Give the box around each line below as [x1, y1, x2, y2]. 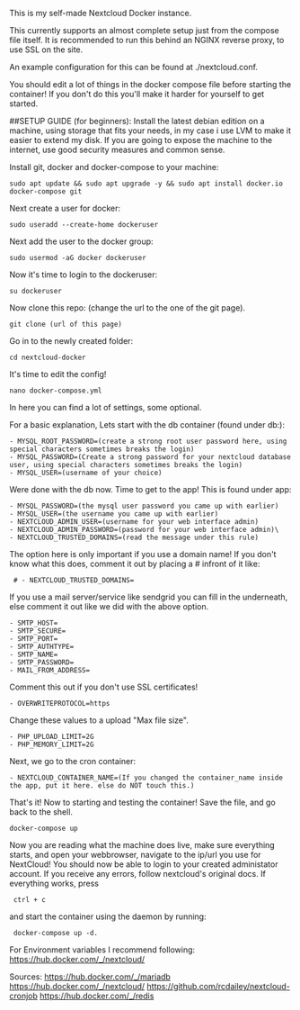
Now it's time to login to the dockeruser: [9, 269, 158, 280]
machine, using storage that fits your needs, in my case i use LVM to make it [9, 125, 292, 136]
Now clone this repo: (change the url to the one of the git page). [9, 302, 245, 313]
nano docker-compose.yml [9, 386, 102, 395]
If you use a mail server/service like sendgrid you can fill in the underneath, [9, 591, 288, 602]
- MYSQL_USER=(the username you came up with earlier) [9, 510, 219, 519]
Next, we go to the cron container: [9, 756, 137, 766]
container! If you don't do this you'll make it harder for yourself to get [9, 89, 265, 99]
